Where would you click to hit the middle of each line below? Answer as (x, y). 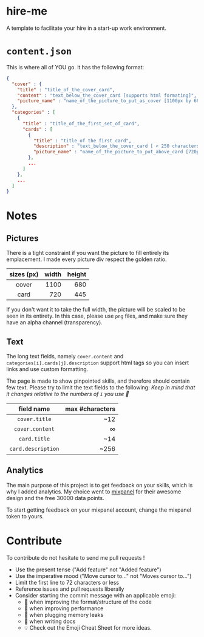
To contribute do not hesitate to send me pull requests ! (76, 557)
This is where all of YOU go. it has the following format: (75, 67)
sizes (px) (24, 274)
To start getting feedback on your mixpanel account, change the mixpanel (99, 510)
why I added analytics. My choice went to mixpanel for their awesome (94, 492)
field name (34, 409)
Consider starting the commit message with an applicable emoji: (95, 595)
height (77, 274)
